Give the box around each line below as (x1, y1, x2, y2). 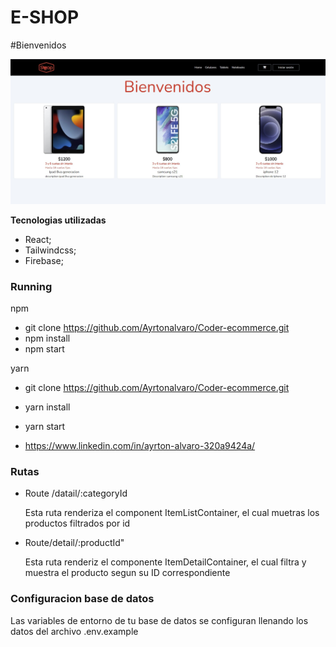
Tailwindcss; (24, 244, 77, 256)
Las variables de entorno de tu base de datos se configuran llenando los (10, 614, 309, 626)
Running (10, 279, 53, 293)
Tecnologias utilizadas (10, 214, 107, 226)
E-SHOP (10, 6, 80, 29)
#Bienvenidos (10, 39, 67, 51)
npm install (24, 332, 71, 345)
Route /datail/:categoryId (24, 487, 128, 500)
